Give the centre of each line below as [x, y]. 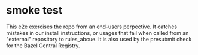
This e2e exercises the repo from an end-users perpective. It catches [92, 27]
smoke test [34, 10]
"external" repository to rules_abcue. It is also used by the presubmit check [99, 39]
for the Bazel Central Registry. [43, 46]
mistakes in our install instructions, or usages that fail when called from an [98, 33]
